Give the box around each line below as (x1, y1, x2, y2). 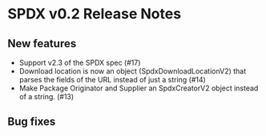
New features (7, 37, 77, 50)
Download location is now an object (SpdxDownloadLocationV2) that (18, 66, 247, 76)
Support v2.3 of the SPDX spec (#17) (18, 58, 141, 67)
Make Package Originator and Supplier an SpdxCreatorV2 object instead (18, 83, 259, 93)
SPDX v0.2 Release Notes (7, 5, 182, 23)
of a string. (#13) (18, 92, 75, 101)
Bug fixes (7, 115, 56, 129)
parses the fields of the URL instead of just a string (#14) (18, 75, 206, 84)
